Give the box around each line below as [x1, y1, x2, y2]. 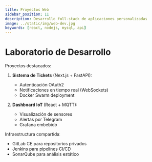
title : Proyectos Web [5, 7, 49, 12]
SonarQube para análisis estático [12, 151, 79, 157]
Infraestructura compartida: [5, 131, 61, 137]
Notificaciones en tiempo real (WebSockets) [19, 87, 109, 93]
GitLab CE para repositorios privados [12, 141, 87, 147]
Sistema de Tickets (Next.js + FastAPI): [12, 72, 92, 79]
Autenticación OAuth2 [19, 82, 64, 88]
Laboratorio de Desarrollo [5, 47, 111, 58]
